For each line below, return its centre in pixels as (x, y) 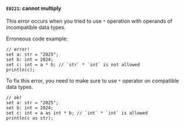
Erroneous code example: (37, 39)
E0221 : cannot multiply (34, 8)
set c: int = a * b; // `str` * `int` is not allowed (73, 65)
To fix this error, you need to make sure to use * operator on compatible (92, 81)
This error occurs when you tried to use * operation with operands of (89, 21)
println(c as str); (30, 118)
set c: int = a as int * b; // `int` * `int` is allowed (77, 113)
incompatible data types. (36, 28)
